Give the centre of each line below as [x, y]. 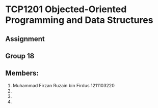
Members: [22, 73]
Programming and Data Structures [79, 20]
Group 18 [20, 56]
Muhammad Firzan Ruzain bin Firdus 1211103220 [63, 85]
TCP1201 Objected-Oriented [66, 9]
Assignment [25, 39]
